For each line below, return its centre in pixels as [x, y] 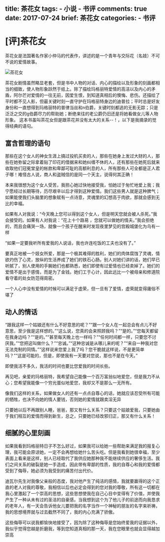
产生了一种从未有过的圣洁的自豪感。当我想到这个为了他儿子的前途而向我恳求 [82, 500]
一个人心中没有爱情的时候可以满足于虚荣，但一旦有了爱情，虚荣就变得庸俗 [80, 289]
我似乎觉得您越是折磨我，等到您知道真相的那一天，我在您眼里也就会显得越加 [82, 528]
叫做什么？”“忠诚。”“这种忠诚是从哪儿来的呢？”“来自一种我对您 [95, 343]
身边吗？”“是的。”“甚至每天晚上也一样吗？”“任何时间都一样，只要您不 [83, 337]
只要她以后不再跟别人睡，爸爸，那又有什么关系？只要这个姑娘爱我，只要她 [80, 410]
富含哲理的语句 [28, 143]
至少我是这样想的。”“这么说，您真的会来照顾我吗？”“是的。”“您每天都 [86, 331]
